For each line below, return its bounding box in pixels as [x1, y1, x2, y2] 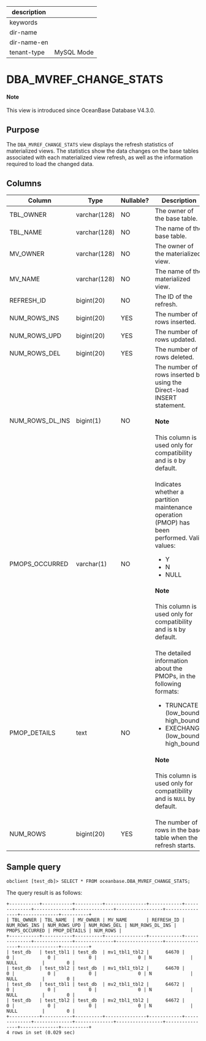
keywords [9, 18, 38, 26]
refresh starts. [154, 841, 196, 849]
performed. [154, 533, 188, 542]
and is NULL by [154, 794, 196, 803]
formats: [154, 687, 179, 696]
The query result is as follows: [6, 888, 83, 896]
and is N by [154, 625, 186, 634]
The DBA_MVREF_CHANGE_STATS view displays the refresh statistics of [6, 141, 174, 148]
